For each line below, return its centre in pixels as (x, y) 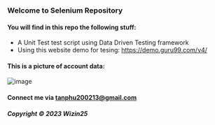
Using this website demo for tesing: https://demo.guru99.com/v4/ (112, 50)
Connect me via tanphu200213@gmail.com (72, 97)
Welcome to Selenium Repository (65, 10)
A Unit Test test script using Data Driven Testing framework (103, 43)
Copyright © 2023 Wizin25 (48, 113)
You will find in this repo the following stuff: (72, 27)
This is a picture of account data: (56, 66)
